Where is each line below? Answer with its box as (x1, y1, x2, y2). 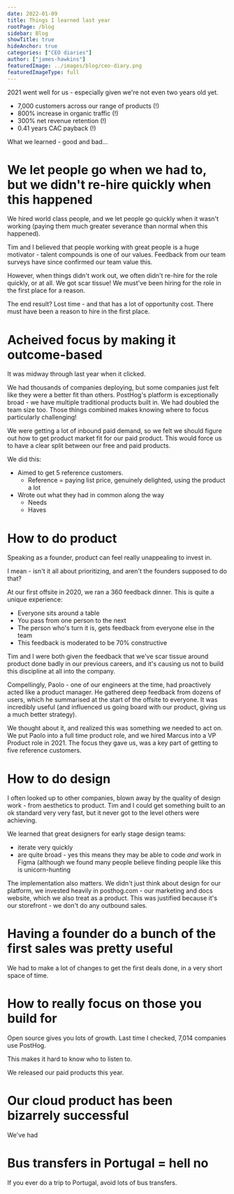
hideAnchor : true (7, 43, 58, 50)
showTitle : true (7, 36, 54, 43)
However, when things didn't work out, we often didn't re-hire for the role (7, 271, 218, 280)
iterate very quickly (17, 844, 73, 852)
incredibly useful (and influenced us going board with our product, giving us (7, 703, 226, 711)
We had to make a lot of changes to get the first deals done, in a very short (7, 964, 223, 972)
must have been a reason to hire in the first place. (7, 307, 150, 315)
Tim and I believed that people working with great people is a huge (7, 243, 199, 252)
